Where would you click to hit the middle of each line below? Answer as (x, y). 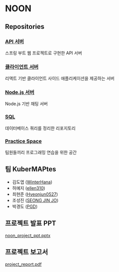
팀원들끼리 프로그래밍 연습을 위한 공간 (41, 153)
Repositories (25, 27)
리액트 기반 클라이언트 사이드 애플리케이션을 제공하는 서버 (60, 78)
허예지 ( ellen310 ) (29, 188)
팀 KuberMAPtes (30, 169)
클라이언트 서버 (22, 67)
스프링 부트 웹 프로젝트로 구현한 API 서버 (44, 53)
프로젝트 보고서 (27, 252)
